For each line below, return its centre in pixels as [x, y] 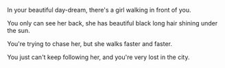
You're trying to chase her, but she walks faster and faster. [90, 44]
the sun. [19, 31]
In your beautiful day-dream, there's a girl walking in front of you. [99, 10]
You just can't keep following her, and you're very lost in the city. [98, 57]
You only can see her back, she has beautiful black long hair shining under [113, 23]
